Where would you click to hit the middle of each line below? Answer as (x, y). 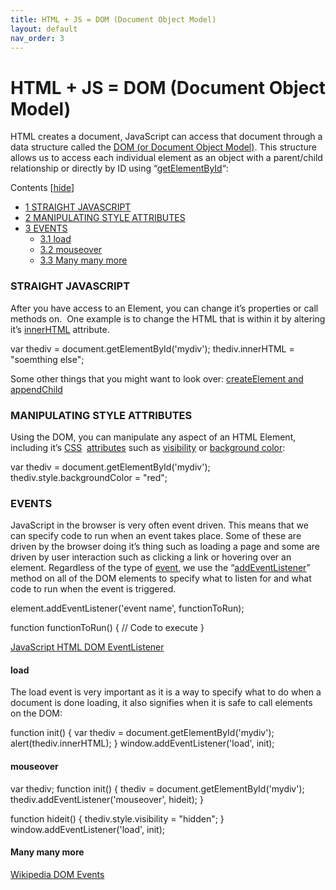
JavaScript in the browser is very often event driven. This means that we (159, 525)
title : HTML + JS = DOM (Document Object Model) (113, 19)
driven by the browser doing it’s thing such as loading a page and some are (165, 547)
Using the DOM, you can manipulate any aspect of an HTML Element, (153, 437)
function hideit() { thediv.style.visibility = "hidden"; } (117, 818)
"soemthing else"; (47, 359)
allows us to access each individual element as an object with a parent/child (166, 158)
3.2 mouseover (71, 250)
